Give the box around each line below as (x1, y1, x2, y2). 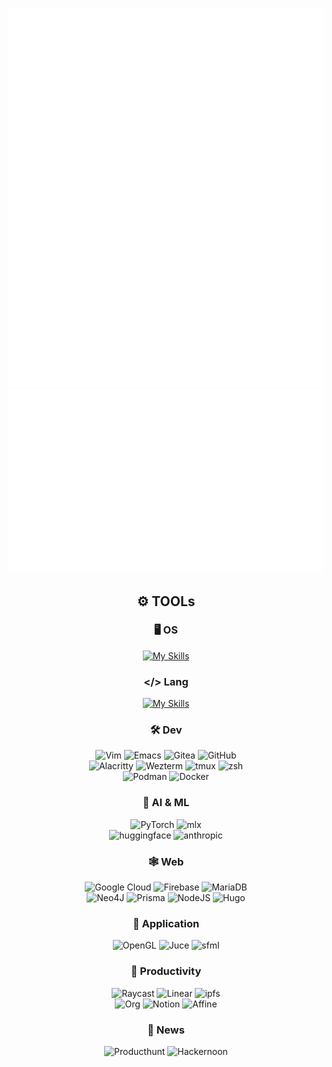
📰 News (147, 1023, 185, 1037)
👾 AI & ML (142, 796, 190, 810)
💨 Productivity (130, 964, 202, 978)
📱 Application (132, 916, 200, 930)
